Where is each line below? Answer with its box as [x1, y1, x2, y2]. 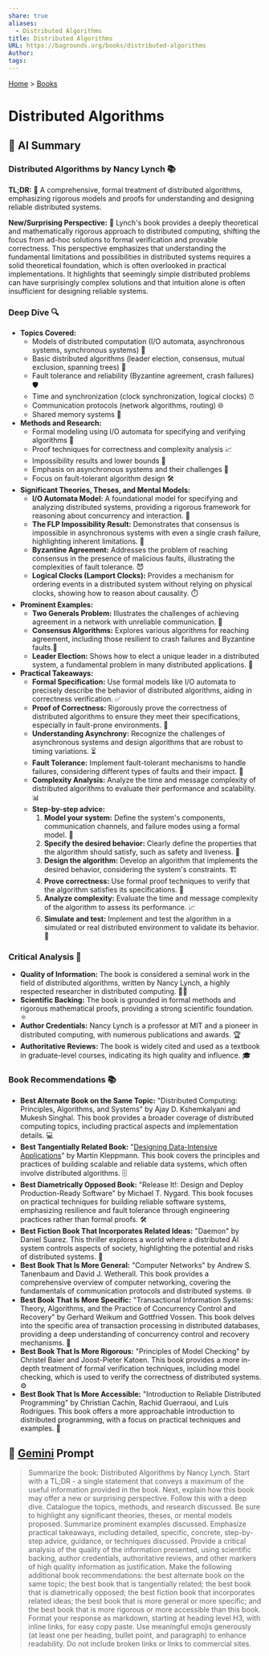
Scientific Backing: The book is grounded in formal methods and [19, 996, 236, 1005]
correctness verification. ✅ [31, 694, 121, 704]
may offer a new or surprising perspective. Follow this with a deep [27, 1493, 247, 1503]
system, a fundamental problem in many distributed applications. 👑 [31, 660, 254, 669]
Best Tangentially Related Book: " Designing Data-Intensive [19, 1141, 218, 1152]
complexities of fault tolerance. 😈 [31, 562, 145, 572]
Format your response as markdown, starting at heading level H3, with [27, 1613, 261, 1623]
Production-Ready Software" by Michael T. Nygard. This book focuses [19, 1188, 254, 1198]
